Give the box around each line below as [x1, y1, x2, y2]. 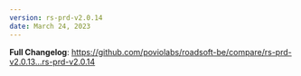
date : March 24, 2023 [9, 22, 91, 31]
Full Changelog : [9, 46, 70, 57]
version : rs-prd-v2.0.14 [9, 13, 103, 23]
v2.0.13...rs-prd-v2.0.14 [9, 56, 96, 67]
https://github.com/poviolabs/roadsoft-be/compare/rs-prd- [71, 46, 292, 57]
